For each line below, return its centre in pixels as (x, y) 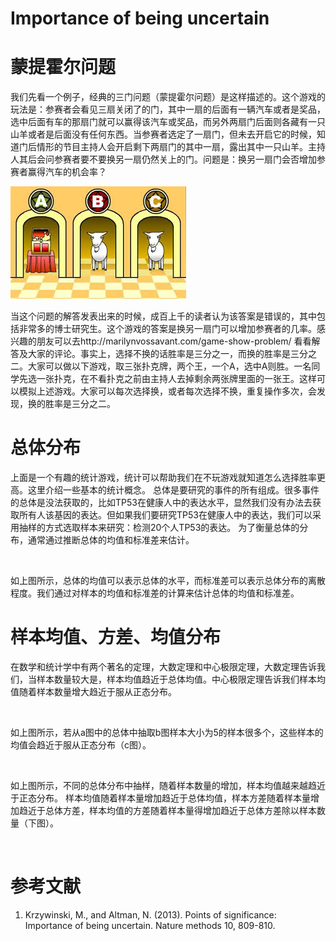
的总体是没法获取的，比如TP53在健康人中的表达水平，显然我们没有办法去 (161, 503)
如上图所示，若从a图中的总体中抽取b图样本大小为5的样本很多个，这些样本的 (167, 732)
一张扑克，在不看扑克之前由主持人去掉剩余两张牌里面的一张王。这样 (176, 379)
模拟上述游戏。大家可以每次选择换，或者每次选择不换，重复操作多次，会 (167, 391)
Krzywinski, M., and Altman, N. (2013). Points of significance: (150, 914)
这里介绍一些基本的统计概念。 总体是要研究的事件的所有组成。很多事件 (173, 490)
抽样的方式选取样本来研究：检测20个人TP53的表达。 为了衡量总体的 (159, 528)
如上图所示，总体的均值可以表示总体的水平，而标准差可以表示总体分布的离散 (168, 581)
